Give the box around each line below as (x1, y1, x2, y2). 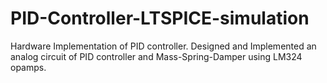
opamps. (10, 61, 47, 73)
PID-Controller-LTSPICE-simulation (10, 7, 310, 30)
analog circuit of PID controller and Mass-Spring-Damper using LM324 (10, 50, 303, 62)
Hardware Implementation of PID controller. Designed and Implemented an (10, 40, 317, 52)
